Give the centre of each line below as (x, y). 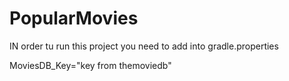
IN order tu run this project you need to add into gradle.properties (144, 46)
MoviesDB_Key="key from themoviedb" (90, 65)
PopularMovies (74, 18)
